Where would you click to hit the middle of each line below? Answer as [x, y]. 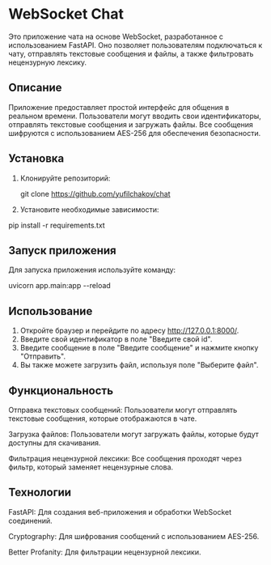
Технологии [40, 493]
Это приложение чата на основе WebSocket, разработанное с [116, 36]
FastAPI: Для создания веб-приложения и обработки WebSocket [120, 512]
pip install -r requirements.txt [57, 225]
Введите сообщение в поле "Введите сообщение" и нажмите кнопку [139, 348]
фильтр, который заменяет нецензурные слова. [91, 467]
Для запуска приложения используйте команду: [92, 270]
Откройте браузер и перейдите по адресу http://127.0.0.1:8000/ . [129, 331]
